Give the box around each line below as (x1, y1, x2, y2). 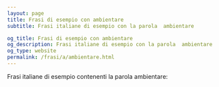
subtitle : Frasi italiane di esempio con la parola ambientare (7, 22, 194, 29)
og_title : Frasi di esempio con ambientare (7, 35, 133, 41)
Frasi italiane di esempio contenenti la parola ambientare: (7, 72, 168, 80)
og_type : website (7, 48, 57, 54)
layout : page (7, 10, 44, 17)
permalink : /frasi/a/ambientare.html (7, 54, 115, 61)
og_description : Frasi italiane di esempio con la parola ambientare (7, 41, 213, 48)
